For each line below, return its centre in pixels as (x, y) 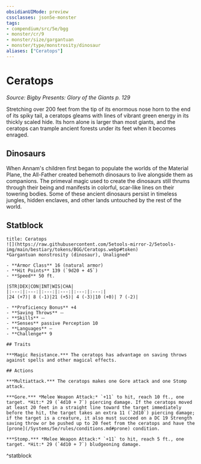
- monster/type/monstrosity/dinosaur (54, 46)
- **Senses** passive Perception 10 (52, 323)
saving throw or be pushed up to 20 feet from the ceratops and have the (101, 424)
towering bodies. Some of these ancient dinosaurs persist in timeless (92, 194)
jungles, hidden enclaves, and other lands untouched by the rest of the (94, 200)
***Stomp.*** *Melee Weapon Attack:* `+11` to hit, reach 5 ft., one (95, 439)
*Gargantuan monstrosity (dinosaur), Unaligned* (68, 255)
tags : (13, 23)
